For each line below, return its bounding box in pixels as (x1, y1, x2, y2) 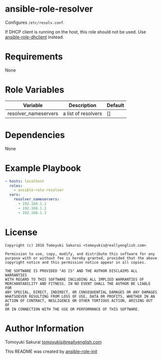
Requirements (5, 51, 63, 62)
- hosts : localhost (5, 179, 45, 183)
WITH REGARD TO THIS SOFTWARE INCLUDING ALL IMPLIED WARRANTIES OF (5, 277, 145, 282)
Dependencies (5, 130, 65, 141)
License (5, 227, 38, 238)
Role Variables (5, 84, 65, 95)
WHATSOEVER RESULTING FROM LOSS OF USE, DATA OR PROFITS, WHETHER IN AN (5, 294, 155, 299)
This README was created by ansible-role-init (5, 348, 97, 354)
